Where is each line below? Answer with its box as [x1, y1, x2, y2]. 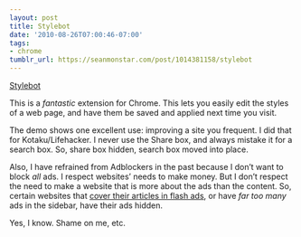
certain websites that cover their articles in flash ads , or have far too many [9, 191, 287, 201]
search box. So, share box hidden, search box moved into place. [9, 144, 249, 155]
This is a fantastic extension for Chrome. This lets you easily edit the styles [9, 98, 289, 109]
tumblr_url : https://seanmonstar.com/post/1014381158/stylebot [9, 55, 253, 64]
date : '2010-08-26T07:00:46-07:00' [9, 30, 144, 39]
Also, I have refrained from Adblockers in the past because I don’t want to [9, 162, 285, 172]
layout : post [9, 13, 59, 23]
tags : [9, 38, 30, 48]
